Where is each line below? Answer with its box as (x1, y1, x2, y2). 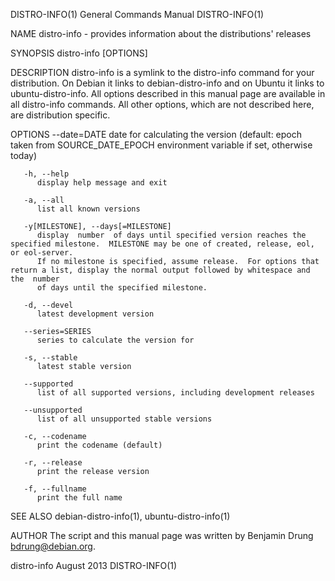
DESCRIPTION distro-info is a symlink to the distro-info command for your (10, 67, 315, 78)
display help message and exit (36, 178, 168, 188)
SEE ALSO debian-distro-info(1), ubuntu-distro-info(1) (10, 510, 231, 522)
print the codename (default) (36, 440, 163, 450)
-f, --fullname (23, 484, 87, 494)
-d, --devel (23, 300, 74, 310)
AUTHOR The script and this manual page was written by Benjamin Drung (10, 530, 314, 541)
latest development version (36, 309, 155, 319)
